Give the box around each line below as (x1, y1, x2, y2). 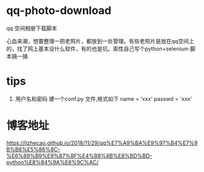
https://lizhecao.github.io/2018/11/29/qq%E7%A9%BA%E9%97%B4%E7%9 (6, 139, 198, 146)
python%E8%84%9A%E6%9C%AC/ (6, 159, 99, 166)
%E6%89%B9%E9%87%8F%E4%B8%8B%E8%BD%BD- (6, 152, 152, 159)
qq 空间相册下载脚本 (6, 24, 58, 32)
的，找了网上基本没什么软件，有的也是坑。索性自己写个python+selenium (6, 45, 189, 52)
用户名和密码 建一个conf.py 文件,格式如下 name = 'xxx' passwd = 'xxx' (15, 95, 192, 102)
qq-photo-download (6, 4, 111, 18)
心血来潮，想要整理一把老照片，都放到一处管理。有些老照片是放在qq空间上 (6, 37, 195, 44)
